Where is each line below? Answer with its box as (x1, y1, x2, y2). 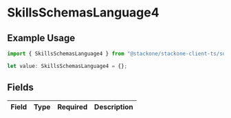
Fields (7, 82, 34, 93)
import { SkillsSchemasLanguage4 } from (7, 50, 125, 57)
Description (93, 102, 134, 111)
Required (57, 102, 88, 111)
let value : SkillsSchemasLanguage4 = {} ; (7, 62, 128, 69)
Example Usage (7, 32, 76, 44)
